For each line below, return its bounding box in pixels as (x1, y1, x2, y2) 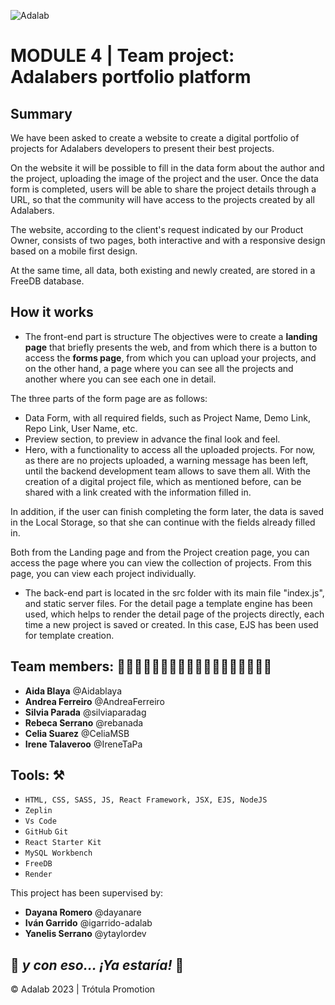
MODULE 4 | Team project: (10, 45, 235, 67)
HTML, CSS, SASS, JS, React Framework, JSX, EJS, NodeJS (24, 795, 268, 805)
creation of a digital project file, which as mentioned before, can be (24, 475, 302, 487)
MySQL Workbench (24, 848, 93, 859)
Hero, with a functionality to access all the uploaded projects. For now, (24, 443, 316, 455)
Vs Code (24, 816, 57, 827)
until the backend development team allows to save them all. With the (24, 465, 311, 477)
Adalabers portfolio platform (10, 66, 252, 89)
